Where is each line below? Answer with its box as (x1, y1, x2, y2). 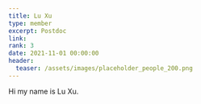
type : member (8, 19, 52, 27)
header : (8, 57, 35, 65)
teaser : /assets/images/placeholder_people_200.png (15, 64, 194, 73)
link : (8, 34, 27, 43)
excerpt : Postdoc (8, 27, 67, 35)
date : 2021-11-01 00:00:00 (8, 49, 99, 57)
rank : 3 (8, 42, 35, 50)
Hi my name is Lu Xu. (8, 86, 79, 96)
